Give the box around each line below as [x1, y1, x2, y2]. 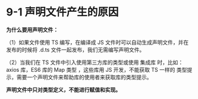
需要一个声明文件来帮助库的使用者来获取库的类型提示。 [16, 74, 152, 81]
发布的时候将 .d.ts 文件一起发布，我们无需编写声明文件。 [6, 46, 145, 53]
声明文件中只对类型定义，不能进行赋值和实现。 [6, 86, 121, 93]
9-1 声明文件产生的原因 [6, 5, 119, 19]
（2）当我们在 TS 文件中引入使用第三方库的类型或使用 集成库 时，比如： [6, 59, 184, 66]
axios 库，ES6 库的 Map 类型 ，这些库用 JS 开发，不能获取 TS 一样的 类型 [6, 66, 187, 73]
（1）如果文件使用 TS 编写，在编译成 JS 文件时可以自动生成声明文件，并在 [6, 39, 189, 46]
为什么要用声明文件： [6, 26, 58, 33]
